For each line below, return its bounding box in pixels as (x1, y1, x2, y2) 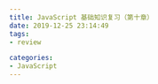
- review (9, 37, 42, 47)
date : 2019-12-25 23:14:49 (9, 21, 109, 30)
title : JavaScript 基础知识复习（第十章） (9, 12, 154, 22)
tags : (9, 29, 29, 38)
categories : (9, 54, 53, 63)
